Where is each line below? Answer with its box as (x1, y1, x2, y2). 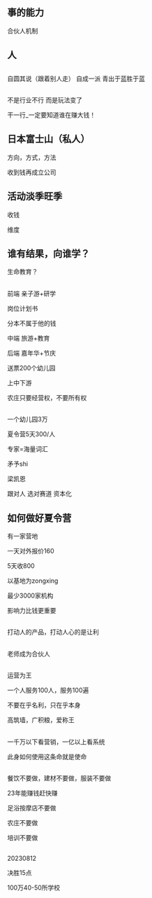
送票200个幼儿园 (7, 364, 56, 372)
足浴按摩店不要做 (7, 803, 56, 812)
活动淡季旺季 (7, 191, 63, 202)
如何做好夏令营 (7, 512, 72, 524)
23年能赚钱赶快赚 (7, 789, 58, 797)
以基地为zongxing (7, 576, 59, 585)
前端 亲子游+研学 (7, 289, 56, 298)
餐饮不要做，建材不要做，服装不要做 (7, 773, 112, 782)
